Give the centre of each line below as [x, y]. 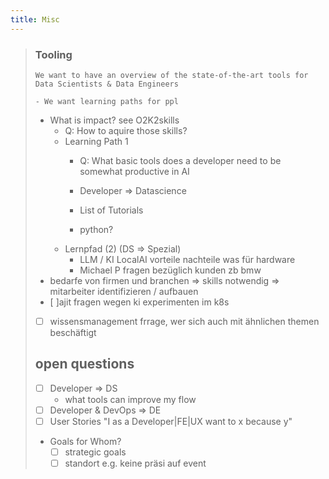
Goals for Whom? [85, 441]
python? [96, 229]
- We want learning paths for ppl [106, 101]
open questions [84, 364]
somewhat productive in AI [134, 171]
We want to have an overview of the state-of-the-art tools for [171, 75]
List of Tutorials [111, 210]
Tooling [53, 54]
